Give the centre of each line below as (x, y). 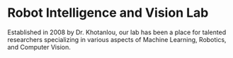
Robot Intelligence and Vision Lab (108, 13)
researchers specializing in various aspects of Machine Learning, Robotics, (117, 39)
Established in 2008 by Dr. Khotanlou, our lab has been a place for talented (117, 32)
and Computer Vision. (39, 47)
